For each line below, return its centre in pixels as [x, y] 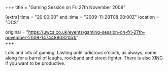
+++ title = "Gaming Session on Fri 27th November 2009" [65, 7]
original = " [17, 32]
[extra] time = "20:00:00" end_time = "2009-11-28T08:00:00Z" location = [82, 17]
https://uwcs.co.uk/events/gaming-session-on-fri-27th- [87, 32]
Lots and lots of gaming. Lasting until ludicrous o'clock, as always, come [81, 53]
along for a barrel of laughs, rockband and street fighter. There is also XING [84, 58]
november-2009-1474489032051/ [41, 38]
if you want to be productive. [35, 63]
